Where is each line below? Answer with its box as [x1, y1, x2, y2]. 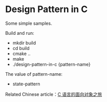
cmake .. [12, 50, 31, 57]
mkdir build [12, 39, 36, 46]
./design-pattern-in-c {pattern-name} [12, 61, 91, 67]
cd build [12, 45, 30, 51]
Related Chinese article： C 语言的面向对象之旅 [5, 91, 102, 97]
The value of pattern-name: [5, 71, 63, 77]
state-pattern [12, 81, 40, 87]
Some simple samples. [5, 20, 52, 26]
